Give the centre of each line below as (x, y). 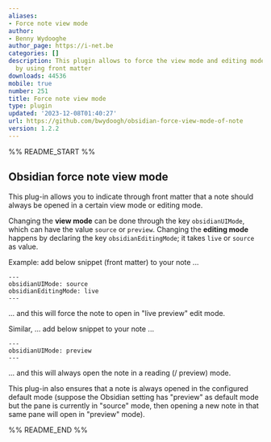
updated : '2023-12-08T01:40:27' (63, 114)
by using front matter (54, 69)
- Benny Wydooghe (38, 38)
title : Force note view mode (57, 99)
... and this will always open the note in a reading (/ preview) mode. (120, 373)
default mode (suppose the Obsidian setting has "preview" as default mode (134, 397)
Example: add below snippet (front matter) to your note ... (104, 262)
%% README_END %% (48, 430)
